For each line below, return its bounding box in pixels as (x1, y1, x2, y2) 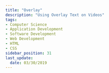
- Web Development (5, 36, 45, 42)
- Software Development (5, 31, 57, 36)
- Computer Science (5, 22, 47, 27)
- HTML (5, 41, 20, 46)
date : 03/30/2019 (10, 60, 47, 65)
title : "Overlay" (5, 7, 43, 13)
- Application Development (5, 27, 63, 32)
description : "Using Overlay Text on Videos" (5, 12, 104, 17)
